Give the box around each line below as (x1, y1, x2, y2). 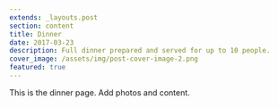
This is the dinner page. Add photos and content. (9, 86, 190, 98)
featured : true (9, 63, 66, 72)
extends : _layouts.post (9, 12, 99, 22)
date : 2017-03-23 (9, 37, 74, 47)
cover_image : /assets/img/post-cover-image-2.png (9, 54, 199, 63)
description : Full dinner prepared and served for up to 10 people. (9, 46, 271, 55)
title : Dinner (9, 29, 63, 38)
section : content (9, 21, 74, 30)
